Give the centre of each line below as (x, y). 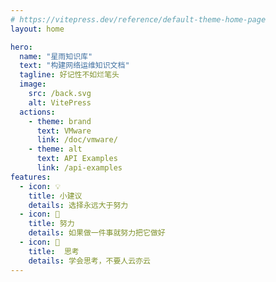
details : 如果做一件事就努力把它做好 (97, 233)
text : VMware (64, 131)
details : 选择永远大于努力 (78, 205)
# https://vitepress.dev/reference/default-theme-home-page (138, 19)
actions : (37, 112)
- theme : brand (60, 121)
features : (31, 177)
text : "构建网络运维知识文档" (74, 66)
